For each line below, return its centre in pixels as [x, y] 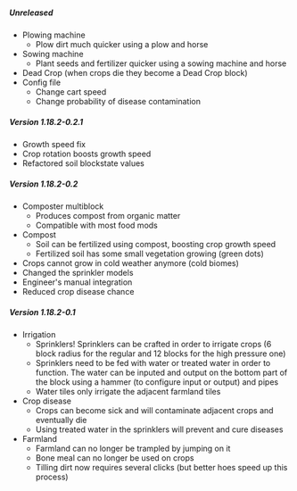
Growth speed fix [54, 144]
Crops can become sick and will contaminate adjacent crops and [154, 410]
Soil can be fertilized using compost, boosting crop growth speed [156, 244]
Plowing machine [54, 35]
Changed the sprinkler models [78, 272]
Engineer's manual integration [77, 282]
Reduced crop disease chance [78, 291]
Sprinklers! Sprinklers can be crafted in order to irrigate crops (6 [153, 344]
